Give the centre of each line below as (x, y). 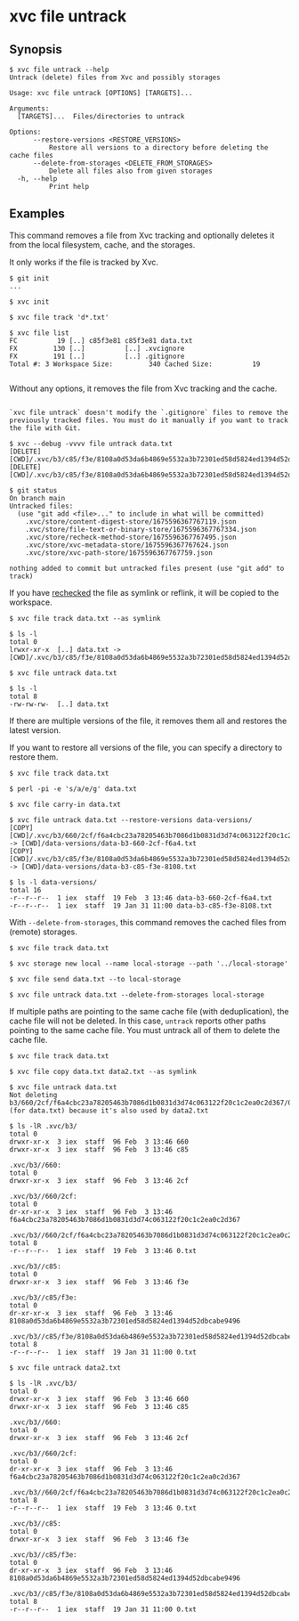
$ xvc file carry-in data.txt (65, 804)
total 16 (25, 890)
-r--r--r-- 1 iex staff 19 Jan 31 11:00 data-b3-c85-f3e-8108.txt (141, 906)
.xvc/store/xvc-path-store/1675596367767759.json (119, 553)
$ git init (29, 278)
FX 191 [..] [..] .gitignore (97, 356)
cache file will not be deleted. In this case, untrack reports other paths (138, 1021)
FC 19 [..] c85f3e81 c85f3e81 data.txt (101, 340)
